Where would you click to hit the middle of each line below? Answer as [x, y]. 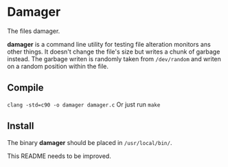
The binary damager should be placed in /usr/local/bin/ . [90, 142]
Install [21, 126]
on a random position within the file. [58, 66]
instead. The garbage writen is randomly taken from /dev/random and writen [114, 58]
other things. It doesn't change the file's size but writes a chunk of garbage [114, 52]
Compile [25, 88]
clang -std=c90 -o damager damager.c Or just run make [84, 104]
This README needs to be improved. [59, 156]
